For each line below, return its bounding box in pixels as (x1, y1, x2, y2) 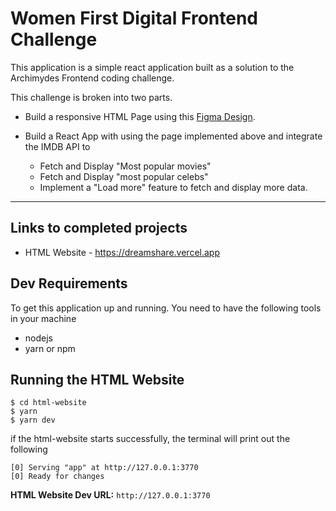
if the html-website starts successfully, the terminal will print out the (10, 433, 291, 445)
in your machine (10, 312, 77, 324)
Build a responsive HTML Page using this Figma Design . (24, 110, 256, 122)
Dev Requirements (10, 275, 128, 292)
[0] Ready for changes (10, 472, 105, 482)
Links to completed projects (10, 220, 188, 237)
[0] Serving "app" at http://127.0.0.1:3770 (10, 463, 199, 473)
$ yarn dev (10, 415, 56, 426)
